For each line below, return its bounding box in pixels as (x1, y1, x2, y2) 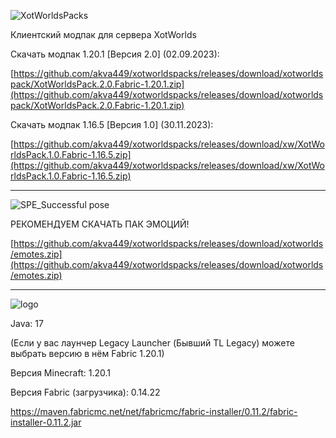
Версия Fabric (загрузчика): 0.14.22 (10, 386, 161, 398)
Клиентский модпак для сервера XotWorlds (10, 29, 197, 40)
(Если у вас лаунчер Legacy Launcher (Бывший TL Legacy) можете (10, 337, 295, 349)
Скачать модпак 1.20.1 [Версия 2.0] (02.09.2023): (10, 48, 220, 60)
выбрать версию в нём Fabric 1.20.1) (10, 348, 165, 359)
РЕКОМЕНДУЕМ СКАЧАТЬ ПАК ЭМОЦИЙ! (10, 218, 190, 230)
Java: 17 (10, 318, 44, 329)
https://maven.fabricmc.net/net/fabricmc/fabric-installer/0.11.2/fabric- (10, 406, 298, 417)
